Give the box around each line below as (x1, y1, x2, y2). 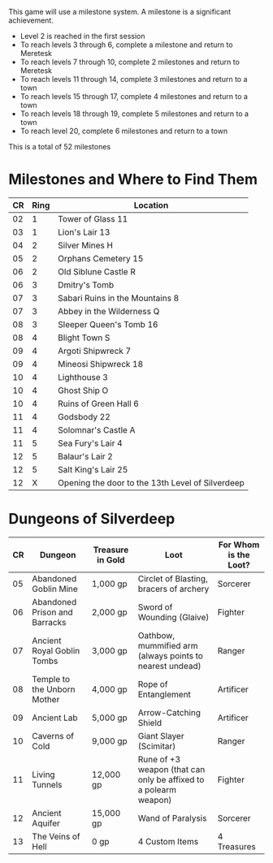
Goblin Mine (32, 583, 79, 594)
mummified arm (137, 640, 198, 651)
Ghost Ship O (58, 385, 109, 396)
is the (227, 549, 250, 560)
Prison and (32, 606, 73, 618)
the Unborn (32, 684, 76, 695)
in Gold (97, 554, 125, 565)
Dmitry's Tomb (58, 279, 115, 291)
